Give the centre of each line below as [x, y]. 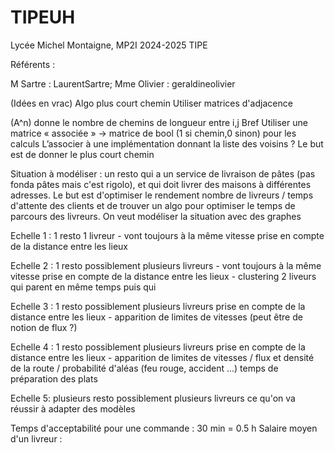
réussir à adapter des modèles [73, 408]
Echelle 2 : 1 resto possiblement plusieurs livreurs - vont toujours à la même [166, 265]
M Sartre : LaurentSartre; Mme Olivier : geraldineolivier [123, 83]
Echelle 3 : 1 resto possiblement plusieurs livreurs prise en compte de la [158, 306]
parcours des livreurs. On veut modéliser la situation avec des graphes [156, 216]
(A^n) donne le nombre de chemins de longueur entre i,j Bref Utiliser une [159, 122]
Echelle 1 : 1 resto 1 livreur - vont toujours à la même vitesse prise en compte [167, 235]
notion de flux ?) [44, 327]
